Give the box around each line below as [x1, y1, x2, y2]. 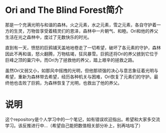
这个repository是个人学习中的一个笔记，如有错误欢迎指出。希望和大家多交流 [5, 116, 161, 122]
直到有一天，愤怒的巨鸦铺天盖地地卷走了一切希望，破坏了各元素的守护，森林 [5, 44, 161, 50]
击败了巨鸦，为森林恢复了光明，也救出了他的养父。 [18, 80, 122, 86]
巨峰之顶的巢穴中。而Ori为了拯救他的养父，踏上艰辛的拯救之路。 [5, 57, 137, 63]
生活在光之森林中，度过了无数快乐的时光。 [5, 34, 92, 40]
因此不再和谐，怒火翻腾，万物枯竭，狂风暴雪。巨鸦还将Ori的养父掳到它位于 [5, 50, 159, 57]
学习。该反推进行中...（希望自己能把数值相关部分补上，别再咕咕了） [5, 122, 143, 129]
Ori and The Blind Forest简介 [5, 4, 124, 16]
